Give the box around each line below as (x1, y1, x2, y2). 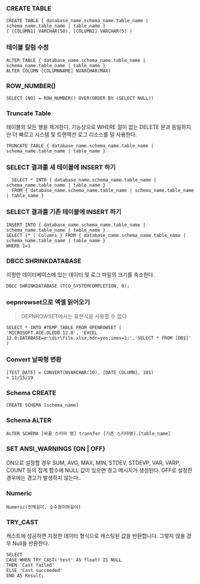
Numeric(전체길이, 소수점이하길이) (6, 504, 81, 510)
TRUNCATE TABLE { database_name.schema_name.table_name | (6, 143, 154, 149)
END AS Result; (6, 573, 44, 579)
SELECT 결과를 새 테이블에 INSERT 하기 (6, 163, 116, 171)
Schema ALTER (6, 416, 52, 424)
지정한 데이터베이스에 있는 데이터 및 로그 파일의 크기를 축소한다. (6, 271, 155, 278)
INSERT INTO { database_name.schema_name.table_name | (6, 222, 146, 228)
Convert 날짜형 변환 (6, 356, 62, 364)
